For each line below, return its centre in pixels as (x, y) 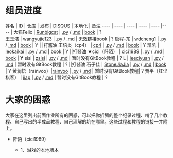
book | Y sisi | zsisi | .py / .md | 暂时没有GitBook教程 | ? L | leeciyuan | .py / (84, 58)
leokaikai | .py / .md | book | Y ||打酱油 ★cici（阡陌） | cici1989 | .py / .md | (85, 51)
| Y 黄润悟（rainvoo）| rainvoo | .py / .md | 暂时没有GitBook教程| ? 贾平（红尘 (86, 71)
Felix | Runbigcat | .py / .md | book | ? (62, 32)
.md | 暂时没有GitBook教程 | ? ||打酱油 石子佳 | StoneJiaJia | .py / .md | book (86, 64)
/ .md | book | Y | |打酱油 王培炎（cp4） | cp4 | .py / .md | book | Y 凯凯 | (82, 45)
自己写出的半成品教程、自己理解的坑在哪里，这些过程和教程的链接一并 (89, 121)
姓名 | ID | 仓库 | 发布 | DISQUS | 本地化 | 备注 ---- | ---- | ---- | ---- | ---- (82, 26)
